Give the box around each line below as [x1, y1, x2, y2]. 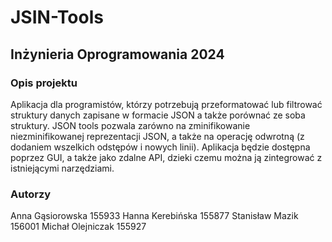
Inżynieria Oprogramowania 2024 [10, 46, 225, 63]
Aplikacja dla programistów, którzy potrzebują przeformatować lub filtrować [10, 98, 323, 110]
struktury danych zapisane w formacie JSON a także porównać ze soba [10, 109, 306, 121]
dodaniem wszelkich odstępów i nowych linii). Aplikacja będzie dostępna [10, 141, 311, 153]
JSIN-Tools [10, 6, 104, 29]
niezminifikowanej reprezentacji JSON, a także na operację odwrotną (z [10, 130, 305, 142]
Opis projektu [10, 76, 78, 90]
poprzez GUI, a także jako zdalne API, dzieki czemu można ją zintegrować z [10, 151, 323, 163]
